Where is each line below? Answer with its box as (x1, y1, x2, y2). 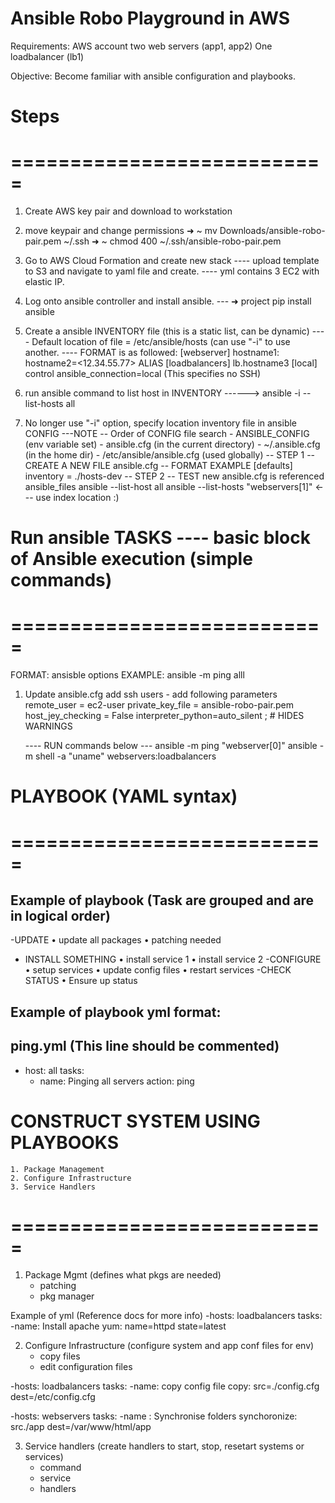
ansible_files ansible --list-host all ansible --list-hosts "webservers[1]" (24, 481, 313, 493)
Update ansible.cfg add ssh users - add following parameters (24, 688, 278, 701)
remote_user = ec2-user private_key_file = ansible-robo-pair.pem (24, 699, 294, 711)
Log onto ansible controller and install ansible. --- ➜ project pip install (24, 295, 312, 307)
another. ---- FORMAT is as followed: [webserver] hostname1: (24, 347, 280, 359)
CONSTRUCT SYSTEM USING (10, 1110, 261, 1132)
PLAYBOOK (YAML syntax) (10, 785, 238, 808)
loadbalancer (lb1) (10, 50, 85, 62)
